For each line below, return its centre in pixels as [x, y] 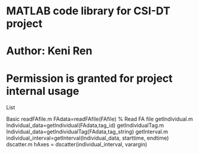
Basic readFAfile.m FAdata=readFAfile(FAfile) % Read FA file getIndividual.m [99, 119]
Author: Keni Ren [49, 51]
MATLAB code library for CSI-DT [88, 11]
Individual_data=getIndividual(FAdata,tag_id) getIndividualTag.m [85, 125]
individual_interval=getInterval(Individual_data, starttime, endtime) [88, 138]
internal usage [43, 91]
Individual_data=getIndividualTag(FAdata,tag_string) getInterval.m [87, 132]
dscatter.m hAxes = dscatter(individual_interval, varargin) [77, 144]
